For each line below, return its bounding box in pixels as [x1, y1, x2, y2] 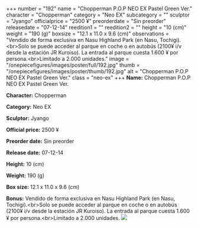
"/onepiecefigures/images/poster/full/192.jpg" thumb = [6, 61, 140, 69]
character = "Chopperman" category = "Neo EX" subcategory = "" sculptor [6, 11, 190, 18]
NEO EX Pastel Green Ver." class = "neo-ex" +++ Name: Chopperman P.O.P [6, 74, 191, 81]
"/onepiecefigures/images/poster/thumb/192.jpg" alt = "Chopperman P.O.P [6, 68, 189, 74]
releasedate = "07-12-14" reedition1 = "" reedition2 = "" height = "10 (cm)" [6, 24, 187, 31]
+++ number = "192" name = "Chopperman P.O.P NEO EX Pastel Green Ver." [6, 5, 193, 12]
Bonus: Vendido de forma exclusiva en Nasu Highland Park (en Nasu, [6, 195, 176, 202]
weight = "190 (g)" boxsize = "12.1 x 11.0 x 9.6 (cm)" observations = [6, 30, 170, 37]
